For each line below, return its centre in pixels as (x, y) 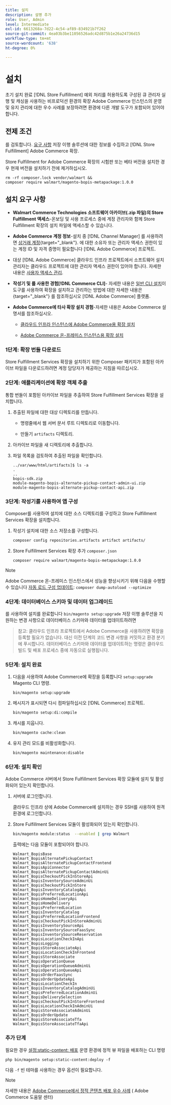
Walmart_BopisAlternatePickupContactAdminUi (61, 872)
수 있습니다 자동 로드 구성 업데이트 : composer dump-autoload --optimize (78, 587)
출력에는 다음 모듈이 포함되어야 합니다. (51, 844)
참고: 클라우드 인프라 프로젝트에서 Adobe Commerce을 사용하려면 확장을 (91, 631)
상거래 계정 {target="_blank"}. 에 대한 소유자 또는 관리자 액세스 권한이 (88, 243)
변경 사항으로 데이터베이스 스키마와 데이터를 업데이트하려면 (78, 620)
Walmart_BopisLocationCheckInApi (48, 939)
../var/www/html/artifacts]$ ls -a (51, 465)
